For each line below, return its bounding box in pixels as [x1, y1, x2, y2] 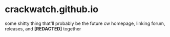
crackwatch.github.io [5, 4, 98, 15]
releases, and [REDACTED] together [5, 25, 81, 31]
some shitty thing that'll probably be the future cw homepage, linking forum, [5, 20, 165, 26]
